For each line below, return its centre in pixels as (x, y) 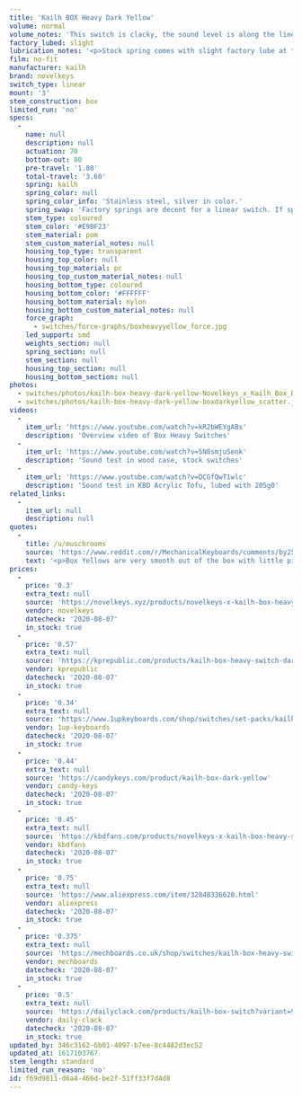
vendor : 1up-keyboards (68, 728)
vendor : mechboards (62, 961)
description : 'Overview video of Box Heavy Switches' (128, 435)
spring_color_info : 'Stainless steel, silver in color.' (134, 202)
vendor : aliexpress (62, 903)
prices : (24, 569)
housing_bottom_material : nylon (86, 302)
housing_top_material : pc (74, 269)
